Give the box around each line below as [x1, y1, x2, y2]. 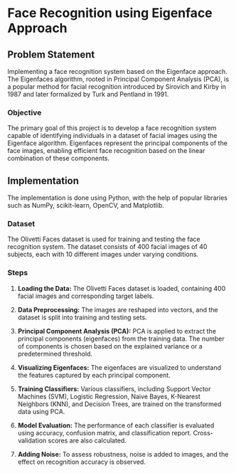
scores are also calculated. [48, 436, 127, 445]
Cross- [193, 428, 213, 437]
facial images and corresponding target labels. [17, 292, 154, 300]
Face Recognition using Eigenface [7, 5, 213, 21]
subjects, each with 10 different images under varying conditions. [7, 250, 199, 259]
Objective [7, 107, 42, 117]
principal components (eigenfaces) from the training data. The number [17, 334, 225, 343]
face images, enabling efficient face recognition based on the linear [7, 147, 205, 155]
